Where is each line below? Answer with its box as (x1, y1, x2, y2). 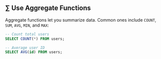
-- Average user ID (5, 45, 45, 50)
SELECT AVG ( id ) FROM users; (5, 50, 63, 55)
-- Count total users (5, 31, 50, 36)
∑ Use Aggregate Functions (5, 4, 91, 12)
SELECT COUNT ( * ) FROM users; (5, 36, 65, 41)
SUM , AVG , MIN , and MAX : (5, 22, 49, 28)
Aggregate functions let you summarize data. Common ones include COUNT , (5, 17, 157, 23)
